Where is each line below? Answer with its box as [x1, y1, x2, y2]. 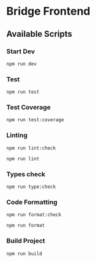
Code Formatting [6, 198, 58, 206]
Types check [6, 170, 46, 178]
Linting [6, 131, 28, 140]
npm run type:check [6, 184, 56, 190]
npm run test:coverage [6, 117, 64, 123]
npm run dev [6, 61, 37, 67]
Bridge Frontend [6, 4, 90, 18]
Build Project [6, 237, 45, 245]
